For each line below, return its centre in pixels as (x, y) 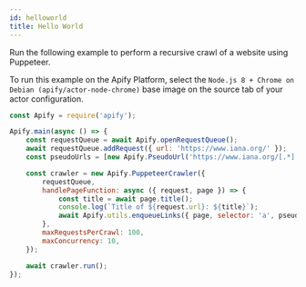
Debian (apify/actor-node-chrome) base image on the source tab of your (147, 89)
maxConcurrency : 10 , (81, 241)
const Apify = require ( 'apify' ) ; (73, 115)
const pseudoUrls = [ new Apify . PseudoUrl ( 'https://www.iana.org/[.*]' (163, 157)
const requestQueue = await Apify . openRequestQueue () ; (132, 140)
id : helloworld (38, 18)
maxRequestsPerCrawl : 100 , (93, 233)
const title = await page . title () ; (126, 199)
